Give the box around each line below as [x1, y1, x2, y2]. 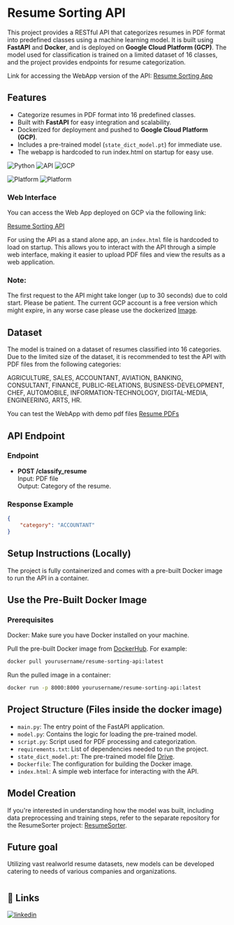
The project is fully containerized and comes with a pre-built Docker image [7, 566, 223, 574]
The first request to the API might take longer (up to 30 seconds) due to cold [7, 291, 228, 299]
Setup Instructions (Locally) [7, 548, 131, 560]
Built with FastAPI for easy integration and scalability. [17, 118, 172, 126]
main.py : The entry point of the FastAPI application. [17, 722, 165, 731]
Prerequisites [7, 615, 54, 625]
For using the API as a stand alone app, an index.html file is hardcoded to [7, 236, 219, 244]
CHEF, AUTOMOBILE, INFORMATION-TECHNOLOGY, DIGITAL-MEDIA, [7, 389, 208, 397]
